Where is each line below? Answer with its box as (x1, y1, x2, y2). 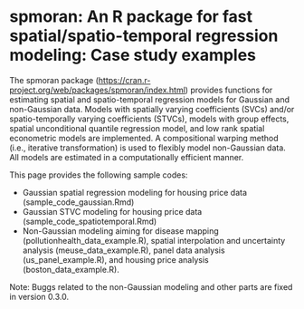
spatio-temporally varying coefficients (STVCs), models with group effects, (9, 113, 290, 124)
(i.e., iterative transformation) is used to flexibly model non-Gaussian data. (9, 142, 287, 153)
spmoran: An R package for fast (9, 6, 253, 27)
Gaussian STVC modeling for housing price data (22, 206, 203, 217)
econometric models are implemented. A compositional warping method (9, 132, 279, 143)
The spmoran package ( (9, 74, 100, 85)
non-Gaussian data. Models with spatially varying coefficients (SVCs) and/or (9, 103, 295, 114)
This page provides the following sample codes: (9, 169, 188, 180)
